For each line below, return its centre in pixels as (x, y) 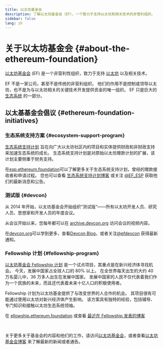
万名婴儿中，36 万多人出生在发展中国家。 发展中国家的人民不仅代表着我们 (79, 277)
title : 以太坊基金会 (24, 9)
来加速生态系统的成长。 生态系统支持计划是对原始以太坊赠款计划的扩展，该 (80, 153)
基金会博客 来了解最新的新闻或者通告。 (44, 342)
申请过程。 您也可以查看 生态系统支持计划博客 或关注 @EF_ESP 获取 (86, 175)
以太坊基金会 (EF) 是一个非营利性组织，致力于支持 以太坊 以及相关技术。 (77, 73)
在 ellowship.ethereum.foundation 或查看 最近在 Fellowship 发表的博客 (75, 316)
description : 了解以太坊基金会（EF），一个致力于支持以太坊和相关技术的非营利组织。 (80, 14)
